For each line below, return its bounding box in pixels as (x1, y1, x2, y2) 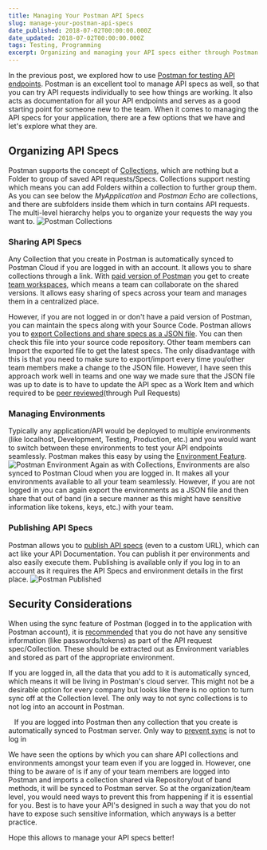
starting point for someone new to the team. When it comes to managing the (8, 104, 259, 114)
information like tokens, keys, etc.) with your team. (8, 503, 174, 512)
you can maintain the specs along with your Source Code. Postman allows (8, 320, 252, 331)
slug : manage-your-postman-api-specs (8, 19, 134, 27)
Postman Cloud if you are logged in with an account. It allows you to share (8, 263, 253, 272)
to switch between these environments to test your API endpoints (8, 443, 223, 452)
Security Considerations (8, 597, 133, 611)
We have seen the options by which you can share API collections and (8, 750, 239, 759)
